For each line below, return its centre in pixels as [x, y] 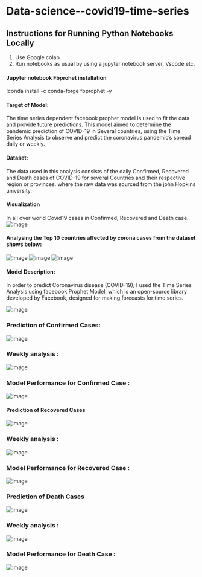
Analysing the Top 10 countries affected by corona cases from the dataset [101, 238]
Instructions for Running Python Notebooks [90, 34]
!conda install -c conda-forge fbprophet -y [59, 91]
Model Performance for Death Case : [61, 554]
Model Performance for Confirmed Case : [68, 383]
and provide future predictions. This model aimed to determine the [89, 124]
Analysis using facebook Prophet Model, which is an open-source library [97, 292]
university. [19, 190]
